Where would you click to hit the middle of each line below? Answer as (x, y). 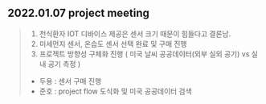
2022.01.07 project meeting (79, 13)
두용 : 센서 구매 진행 (70, 81)
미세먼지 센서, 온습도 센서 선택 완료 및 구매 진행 (113, 44)
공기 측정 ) (64, 64)
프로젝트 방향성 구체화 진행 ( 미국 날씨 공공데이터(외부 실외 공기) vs (144, 54)
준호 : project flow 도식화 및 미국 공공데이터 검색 (115, 91)
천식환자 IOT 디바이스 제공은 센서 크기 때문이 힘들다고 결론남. (135, 33)
